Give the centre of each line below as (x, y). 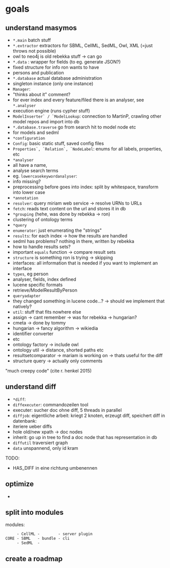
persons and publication (38, 73)
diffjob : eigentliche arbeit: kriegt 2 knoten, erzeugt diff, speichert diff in (89, 416)
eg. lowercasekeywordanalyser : (45, 176)
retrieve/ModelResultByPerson (45, 290)
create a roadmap (34, 559)
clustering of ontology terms (42, 220)
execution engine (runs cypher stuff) (51, 111)
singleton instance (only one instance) (53, 83)
